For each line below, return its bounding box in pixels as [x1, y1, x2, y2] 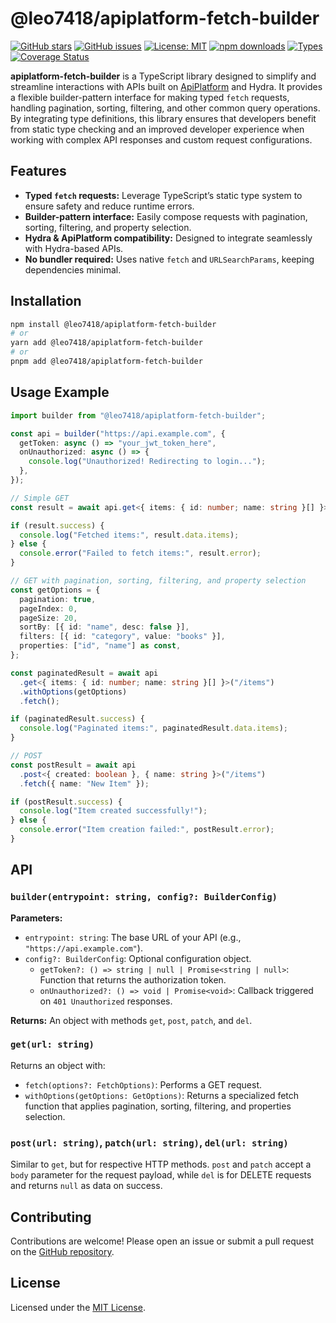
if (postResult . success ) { [10, 797, 123, 807]
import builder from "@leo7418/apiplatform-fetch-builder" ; [10, 410, 267, 421]
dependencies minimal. [24, 263, 122, 276]
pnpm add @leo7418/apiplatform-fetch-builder [10, 357, 203, 367]
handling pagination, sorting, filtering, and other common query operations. [10, 102, 321, 114]
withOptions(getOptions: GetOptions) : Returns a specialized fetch [24, 1089, 300, 1101]
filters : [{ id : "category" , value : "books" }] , [19, 632, 226, 642]
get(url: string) [10, 1039, 95, 1051]
